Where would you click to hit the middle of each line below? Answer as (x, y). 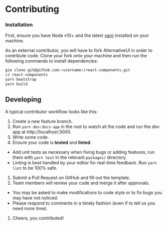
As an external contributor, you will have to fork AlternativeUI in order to (79, 50)
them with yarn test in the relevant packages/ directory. (70, 157)
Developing (23, 100)
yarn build (16, 84)
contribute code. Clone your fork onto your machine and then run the (76, 56)
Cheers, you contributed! (38, 218)
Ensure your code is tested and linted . (52, 142)
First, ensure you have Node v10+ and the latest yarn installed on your (77, 35)
